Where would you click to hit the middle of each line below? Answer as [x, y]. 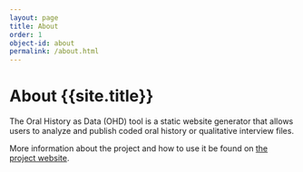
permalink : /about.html [54, 52]
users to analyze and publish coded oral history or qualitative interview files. [152, 131]
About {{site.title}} [82, 96]
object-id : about [42, 43]
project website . [39, 158]
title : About [34, 26]
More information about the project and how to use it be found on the [139, 148]
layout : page [34, 18]
